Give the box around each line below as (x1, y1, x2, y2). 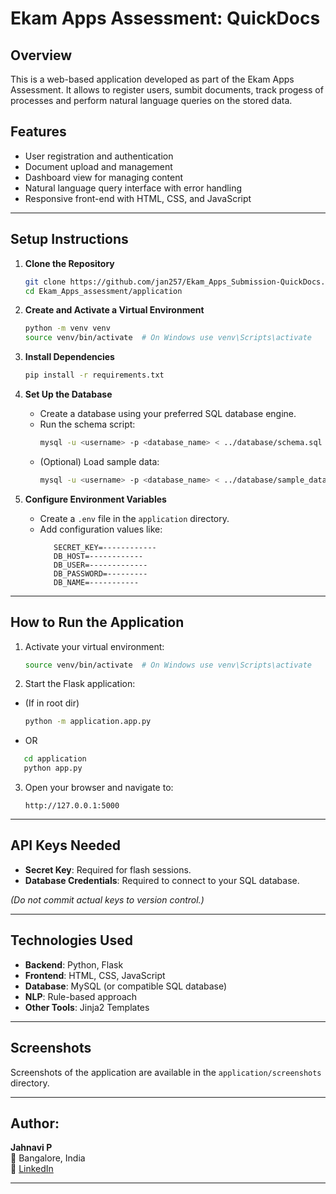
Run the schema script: (39, 418, 136, 430)
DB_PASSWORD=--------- (53, 568, 148, 579)
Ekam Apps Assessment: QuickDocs (10, 7, 321, 30)
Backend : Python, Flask (24, 958, 124, 971)
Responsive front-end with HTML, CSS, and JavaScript (24, 192, 252, 204)
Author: (10, 1115, 60, 1132)
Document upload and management (24, 160, 173, 172)
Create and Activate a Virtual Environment (24, 304, 205, 316)
